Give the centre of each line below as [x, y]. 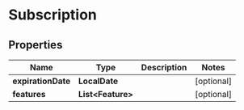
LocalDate [98, 81]
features [29, 94]
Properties [36, 45]
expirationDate [42, 81]
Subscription [53, 15]
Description [164, 68]
